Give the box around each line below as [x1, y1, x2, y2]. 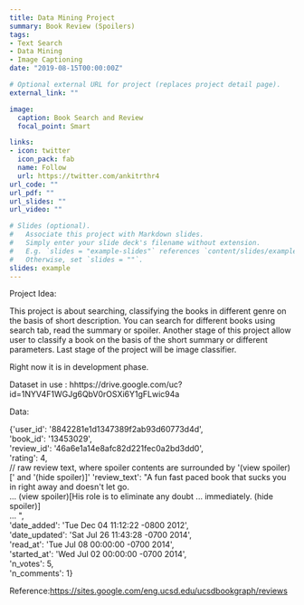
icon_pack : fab [17, 155, 75, 164]
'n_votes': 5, [9, 558, 54, 570]
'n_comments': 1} [9, 568, 73, 579]
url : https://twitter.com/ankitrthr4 [17, 171, 160, 181]
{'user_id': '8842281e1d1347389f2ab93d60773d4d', [9, 424, 204, 435]
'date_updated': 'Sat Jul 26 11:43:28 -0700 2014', [9, 530, 193, 541]
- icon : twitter [9, 147, 71, 156]
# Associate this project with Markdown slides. [9, 230, 204, 240]
